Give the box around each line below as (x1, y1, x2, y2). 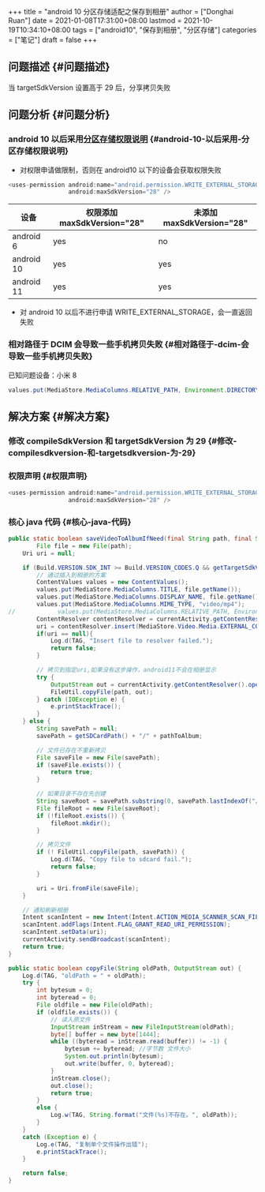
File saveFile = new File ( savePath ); (36, 753, 160, 762)
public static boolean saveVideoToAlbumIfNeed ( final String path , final (8, 535, 252, 543)
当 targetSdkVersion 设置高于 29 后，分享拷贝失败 (8, 82, 171, 92)
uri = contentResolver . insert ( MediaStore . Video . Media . (36, 622, 221, 630)
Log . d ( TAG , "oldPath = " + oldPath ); (22, 972, 147, 980)
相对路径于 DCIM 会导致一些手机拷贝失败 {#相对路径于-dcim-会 (8, 339, 250, 350)
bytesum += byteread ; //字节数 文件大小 (64, 1045, 191, 1053)
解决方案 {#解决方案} (8, 410, 110, 423)
